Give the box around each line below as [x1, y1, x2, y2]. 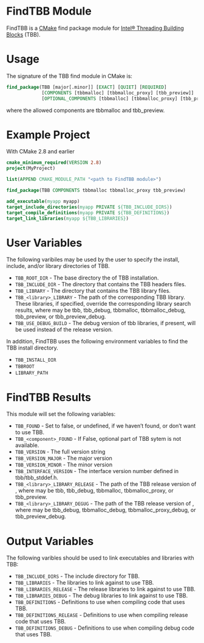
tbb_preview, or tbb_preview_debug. [15, 313, 106, 320]
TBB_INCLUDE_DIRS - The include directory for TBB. [15, 572, 140, 580]
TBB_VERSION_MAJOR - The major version [15, 455, 112, 462]
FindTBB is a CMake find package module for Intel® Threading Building [6, 24, 184, 32]
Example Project [6, 128, 90, 141]
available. [15, 441, 39, 449]
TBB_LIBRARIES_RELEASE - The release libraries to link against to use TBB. [15, 586, 196, 593]
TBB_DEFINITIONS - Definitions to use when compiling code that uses [15, 599, 185, 606]
